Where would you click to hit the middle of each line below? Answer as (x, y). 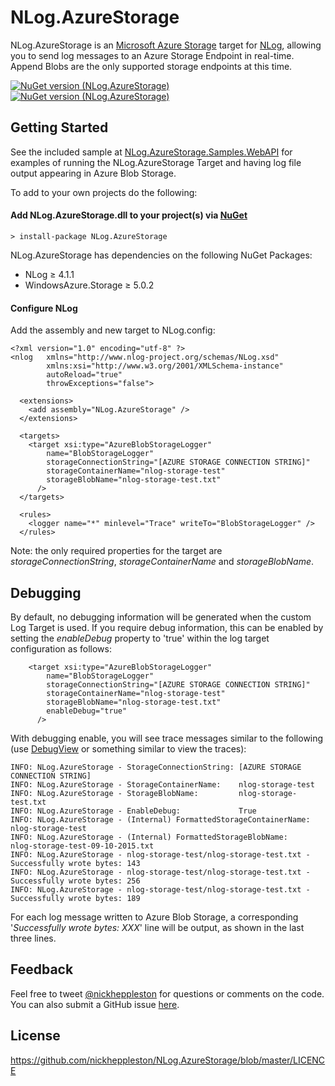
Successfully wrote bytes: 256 (75, 881)
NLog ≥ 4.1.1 (49, 274)
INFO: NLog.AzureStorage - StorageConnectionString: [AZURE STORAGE (156, 767)
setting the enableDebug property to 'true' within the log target (140, 638)
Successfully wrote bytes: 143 (75, 863)
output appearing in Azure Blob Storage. (93, 173)
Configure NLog (44, 308)
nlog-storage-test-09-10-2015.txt (82, 846)
